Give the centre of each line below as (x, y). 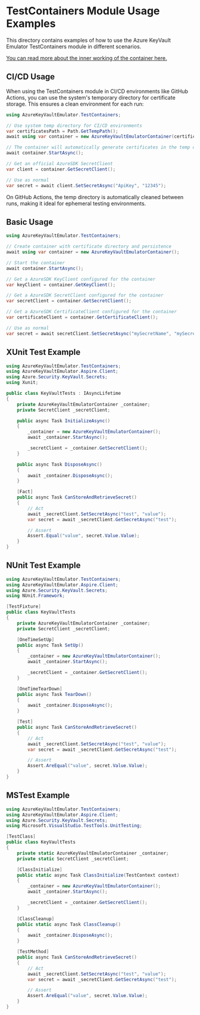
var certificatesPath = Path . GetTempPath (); (62, 131)
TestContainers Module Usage (83, 11)
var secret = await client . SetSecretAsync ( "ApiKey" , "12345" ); (86, 185)
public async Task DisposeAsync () (60, 464)
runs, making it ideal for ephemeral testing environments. (76, 203)
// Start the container (36, 263)
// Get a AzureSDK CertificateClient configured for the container (92, 312)
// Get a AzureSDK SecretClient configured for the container (85, 295)
